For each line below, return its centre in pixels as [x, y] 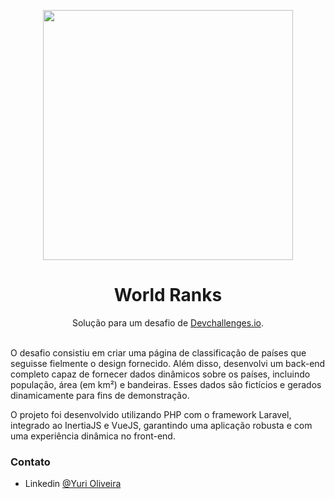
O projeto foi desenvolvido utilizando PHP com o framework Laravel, [151, 414]
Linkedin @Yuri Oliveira [73, 484]
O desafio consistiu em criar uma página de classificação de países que [158, 352]
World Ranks [168, 295]
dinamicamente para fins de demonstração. [100, 395]
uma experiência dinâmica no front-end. [93, 436]
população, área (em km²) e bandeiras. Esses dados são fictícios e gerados [166, 384]
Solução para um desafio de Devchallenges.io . [167, 322]
